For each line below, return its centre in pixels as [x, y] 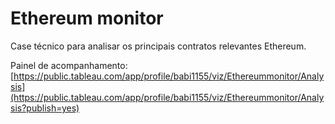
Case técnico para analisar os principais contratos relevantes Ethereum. [158, 46]
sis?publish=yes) [45, 108]
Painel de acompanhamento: [69, 65]
